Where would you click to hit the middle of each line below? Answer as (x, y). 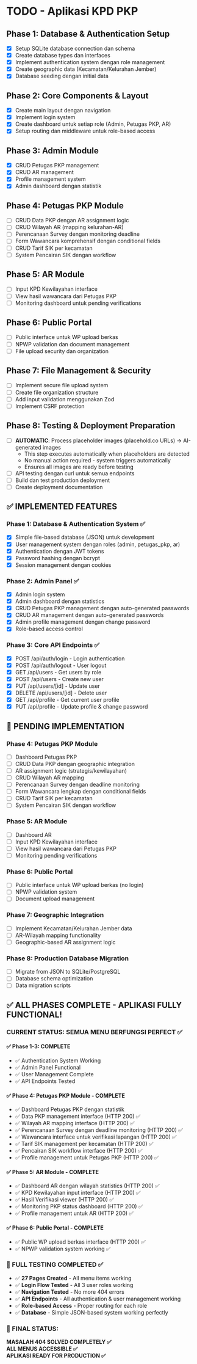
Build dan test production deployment (63, 480)
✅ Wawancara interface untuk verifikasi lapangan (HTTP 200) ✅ (96, 1137)
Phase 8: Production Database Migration (68, 958)
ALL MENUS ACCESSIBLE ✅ (42, 1349)
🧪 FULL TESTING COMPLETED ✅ (55, 1264)
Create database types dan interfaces (63, 56)
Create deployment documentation (59, 487)
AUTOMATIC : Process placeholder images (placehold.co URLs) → (98, 440)
